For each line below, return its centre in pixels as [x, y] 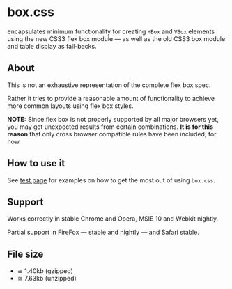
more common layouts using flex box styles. [70, 106]
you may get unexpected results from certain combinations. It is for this [110, 127]
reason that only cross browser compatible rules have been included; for [112, 134]
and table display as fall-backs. [52, 46]
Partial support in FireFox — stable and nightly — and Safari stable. [103, 232]
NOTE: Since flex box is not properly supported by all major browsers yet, [113, 119]
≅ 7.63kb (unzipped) [47, 279]
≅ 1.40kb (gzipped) [45, 271]
